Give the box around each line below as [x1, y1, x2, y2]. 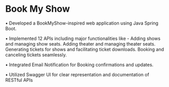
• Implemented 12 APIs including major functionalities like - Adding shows [5, 35, 161, 41]
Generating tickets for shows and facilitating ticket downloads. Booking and [5, 46, 164, 52]
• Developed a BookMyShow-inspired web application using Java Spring [5, 20, 159, 26]
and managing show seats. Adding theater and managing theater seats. [5, 40, 156, 47]
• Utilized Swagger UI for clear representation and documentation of [5, 71, 150, 77]
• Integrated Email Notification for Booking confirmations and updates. [5, 61, 154, 68]
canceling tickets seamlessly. [5, 52, 67, 58]
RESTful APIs [5, 77, 33, 83]
